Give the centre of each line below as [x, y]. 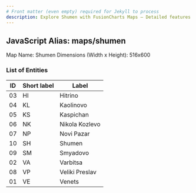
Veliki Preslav [78, 172]
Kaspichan [74, 114]
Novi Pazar [75, 134]
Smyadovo [74, 152]
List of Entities [27, 70]
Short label [38, 85]
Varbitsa [71, 162]
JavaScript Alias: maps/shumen [66, 41]
